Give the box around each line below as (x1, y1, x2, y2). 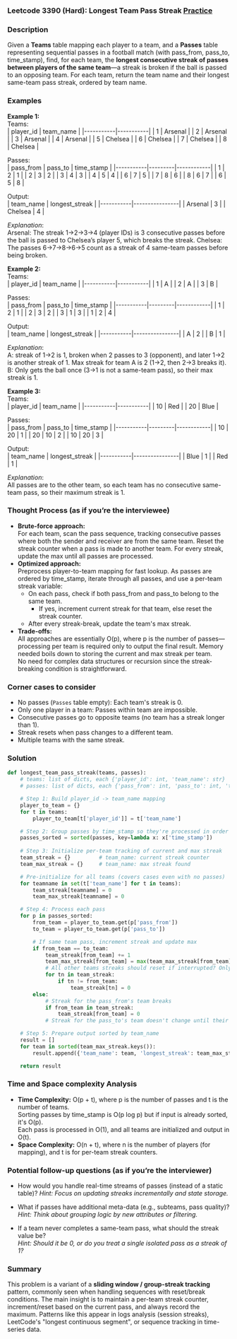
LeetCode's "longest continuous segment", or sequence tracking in (7, 1318, 203, 1326)
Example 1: (7, 112, 40, 120)
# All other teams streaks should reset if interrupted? (44, 964, 217, 972)
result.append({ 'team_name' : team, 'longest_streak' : (32, 1049, 194, 1057)
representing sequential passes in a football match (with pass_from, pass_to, (7, 48, 230, 57)
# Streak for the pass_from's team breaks (44, 998, 172, 1005)
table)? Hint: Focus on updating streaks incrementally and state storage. (17, 1189, 229, 1198)
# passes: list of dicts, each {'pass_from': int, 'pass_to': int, (20, 783, 222, 790)
